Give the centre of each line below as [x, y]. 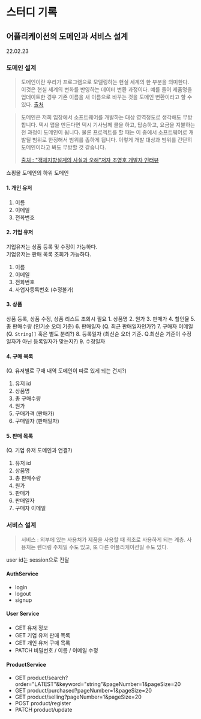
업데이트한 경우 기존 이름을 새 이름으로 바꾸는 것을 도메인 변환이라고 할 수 [106, 97]
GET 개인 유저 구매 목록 [43, 643]
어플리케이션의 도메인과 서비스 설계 [67, 36]
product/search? [47, 678]
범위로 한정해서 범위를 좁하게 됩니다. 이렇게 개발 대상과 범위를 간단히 [112, 140]
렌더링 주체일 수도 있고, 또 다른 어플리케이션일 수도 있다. [103, 547]
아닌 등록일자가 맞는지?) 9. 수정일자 [64, 341]
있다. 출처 [32, 105]
